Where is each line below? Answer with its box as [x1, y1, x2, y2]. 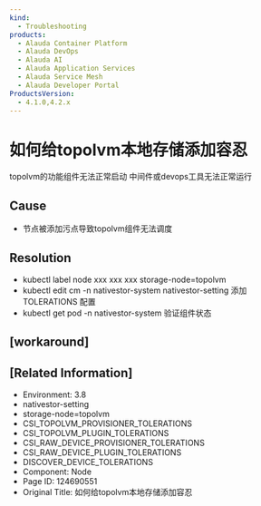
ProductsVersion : [9, 89, 75, 98]
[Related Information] [9, 365, 133, 381]
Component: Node [22, 466, 92, 477]
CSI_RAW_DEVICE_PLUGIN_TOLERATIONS [22, 447, 182, 458]
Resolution [9, 250, 72, 266]
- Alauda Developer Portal [17, 81, 120, 90]
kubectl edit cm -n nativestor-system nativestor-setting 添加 [22, 285, 247, 296]
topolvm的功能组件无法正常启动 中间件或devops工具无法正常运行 [9, 171, 252, 182]
